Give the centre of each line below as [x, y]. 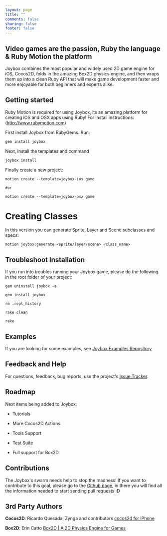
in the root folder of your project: [39, 277]
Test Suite [23, 443]
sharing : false [21, 24]
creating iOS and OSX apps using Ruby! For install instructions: [70, 117]
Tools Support [27, 433]
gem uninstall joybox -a [31, 286]
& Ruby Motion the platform [49, 56]
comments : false [22, 19]
